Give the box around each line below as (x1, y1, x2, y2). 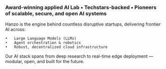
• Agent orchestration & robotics (5, 40, 81, 45)
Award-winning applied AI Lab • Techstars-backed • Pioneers (5, 4, 157, 11)
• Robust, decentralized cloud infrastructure (5, 45, 108, 50)
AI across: (5, 27, 26, 33)
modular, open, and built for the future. (5, 59, 84, 65)
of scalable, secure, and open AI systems (5, 10, 107, 17)
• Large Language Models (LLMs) (5, 36, 77, 41)
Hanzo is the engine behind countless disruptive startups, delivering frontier (5, 21, 161, 27)
